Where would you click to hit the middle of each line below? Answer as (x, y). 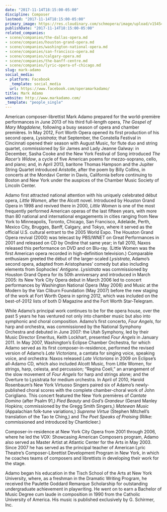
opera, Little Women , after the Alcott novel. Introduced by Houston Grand (80, 200)
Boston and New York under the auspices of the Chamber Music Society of (82, 180)
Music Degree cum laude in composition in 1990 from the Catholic (73, 495)
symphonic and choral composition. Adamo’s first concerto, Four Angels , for (83, 322)
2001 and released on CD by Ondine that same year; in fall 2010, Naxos (78, 243)
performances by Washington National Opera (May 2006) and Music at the (82, 285)
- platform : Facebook (28, 79)
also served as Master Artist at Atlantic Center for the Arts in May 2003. (78, 442)
